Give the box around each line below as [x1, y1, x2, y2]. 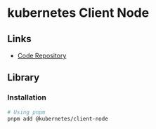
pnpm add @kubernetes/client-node [7, 115, 109, 122]
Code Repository [17, 51, 67, 60]
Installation [7, 93, 47, 102]
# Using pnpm [7, 109, 46, 116]
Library [7, 72, 40, 83]
